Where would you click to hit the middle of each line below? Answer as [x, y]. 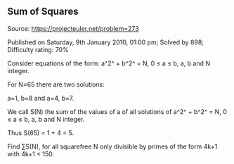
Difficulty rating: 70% [38, 49]
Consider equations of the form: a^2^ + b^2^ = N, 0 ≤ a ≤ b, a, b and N [109, 63]
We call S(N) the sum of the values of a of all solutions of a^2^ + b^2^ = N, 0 [117, 111]
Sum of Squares [43, 12]
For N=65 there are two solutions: [56, 84]
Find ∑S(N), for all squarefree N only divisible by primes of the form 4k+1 [112, 146]
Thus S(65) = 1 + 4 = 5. [41, 132]
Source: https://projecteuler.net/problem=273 [73, 28]
